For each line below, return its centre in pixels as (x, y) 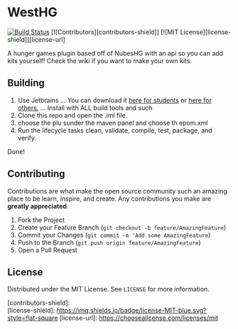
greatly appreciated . (38, 206)
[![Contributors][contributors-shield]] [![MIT (115, 32)
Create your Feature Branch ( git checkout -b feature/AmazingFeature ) (122, 227)
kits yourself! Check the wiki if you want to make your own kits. (99, 60)
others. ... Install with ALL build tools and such (85, 108)
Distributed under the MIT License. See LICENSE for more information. (108, 289)
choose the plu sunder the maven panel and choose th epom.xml (113, 123)
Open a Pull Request (48, 250)
